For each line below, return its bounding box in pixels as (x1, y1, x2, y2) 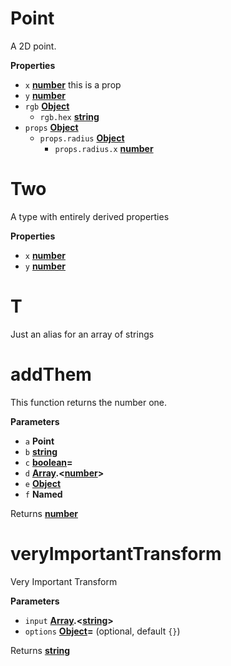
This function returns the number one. (10, 396, 168, 408)
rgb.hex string (39, 110, 100, 122)
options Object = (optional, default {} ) (24, 625, 181, 637)
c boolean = (24, 456, 73, 468)
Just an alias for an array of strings (10, 328, 155, 340)
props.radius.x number (54, 142, 154, 154)
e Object (24, 477, 62, 489)
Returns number (10, 507, 78, 519)
